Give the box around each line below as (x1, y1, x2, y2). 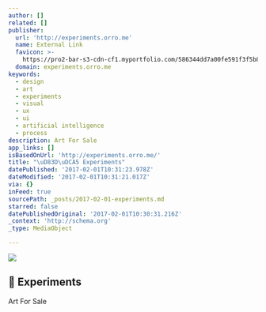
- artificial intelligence (15, 122, 104, 130)
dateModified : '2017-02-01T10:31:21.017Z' (8, 173, 150, 182)
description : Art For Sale (8, 136, 97, 145)
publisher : (8, 26, 44, 34)
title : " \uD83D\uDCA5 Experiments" (8, 159, 126, 167)
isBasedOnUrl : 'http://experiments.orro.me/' (8, 151, 161, 159)
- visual (15, 100, 44, 107)
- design (15, 77, 44, 85)
